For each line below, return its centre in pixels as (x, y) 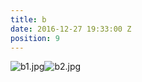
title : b (28, 19)
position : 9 (35, 38)
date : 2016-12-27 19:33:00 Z (71, 29)
